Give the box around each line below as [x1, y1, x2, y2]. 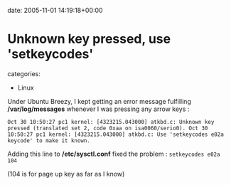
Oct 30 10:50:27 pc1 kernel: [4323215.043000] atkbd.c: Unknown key [7, 118, 215, 125]
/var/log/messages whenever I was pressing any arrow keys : [7, 105, 190, 113]
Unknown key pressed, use [7, 31, 171, 47]
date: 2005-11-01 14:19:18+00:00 [7, 6, 103, 14]
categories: [7, 69, 41, 78]
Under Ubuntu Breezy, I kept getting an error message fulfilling [7, 97, 192, 105]
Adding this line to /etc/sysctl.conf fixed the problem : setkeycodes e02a [7, 149, 220, 158]
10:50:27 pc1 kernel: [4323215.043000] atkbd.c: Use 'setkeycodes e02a [7, 131, 224, 138]
